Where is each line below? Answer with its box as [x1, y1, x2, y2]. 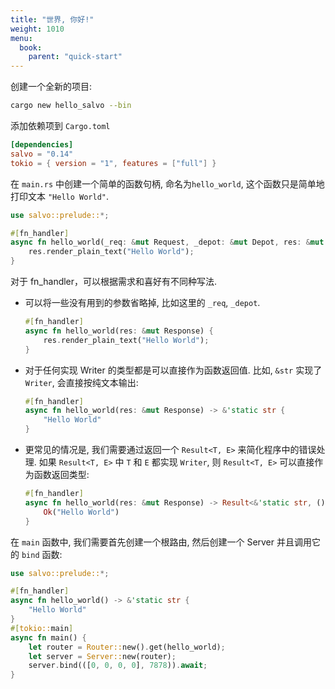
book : [19, 42, 43, 53]
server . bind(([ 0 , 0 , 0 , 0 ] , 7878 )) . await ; [28, 661, 208, 671]
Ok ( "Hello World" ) [43, 507, 120, 517]
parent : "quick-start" [28, 52, 123, 62]
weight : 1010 [10, 24, 65, 34]
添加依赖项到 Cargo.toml [10, 120, 111, 131]
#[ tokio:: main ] [10, 623, 74, 633]
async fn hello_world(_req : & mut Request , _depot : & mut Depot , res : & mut [10, 237, 325, 248]
